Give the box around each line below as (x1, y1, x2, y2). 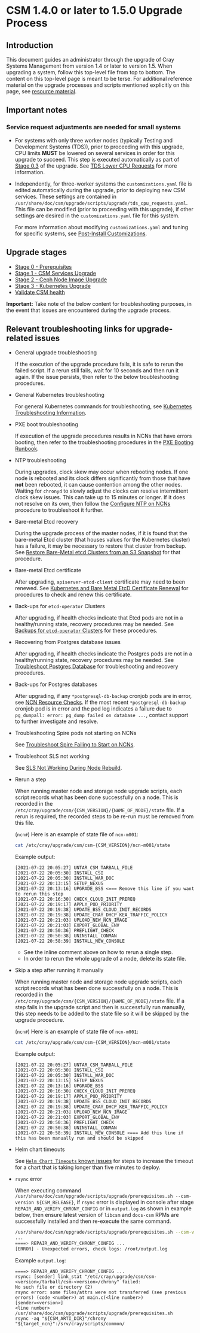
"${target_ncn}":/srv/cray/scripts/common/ (14, 1320, 125, 1326)
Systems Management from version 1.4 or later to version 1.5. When (6, 62, 173, 69)
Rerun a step (14, 776, 47, 783)
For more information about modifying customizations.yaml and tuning (14, 223, 189, 230)
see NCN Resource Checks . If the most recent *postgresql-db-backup (14, 699, 186, 706)
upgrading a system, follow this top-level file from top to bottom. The (6, 69, 176, 75)
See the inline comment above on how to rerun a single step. (23, 949, 173, 956)
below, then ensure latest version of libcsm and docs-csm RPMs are (14, 1211, 179, 1219)
